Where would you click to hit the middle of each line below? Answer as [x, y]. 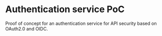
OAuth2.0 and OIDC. [27, 28]
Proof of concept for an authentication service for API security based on [81, 23]
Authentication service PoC [65, 9]
